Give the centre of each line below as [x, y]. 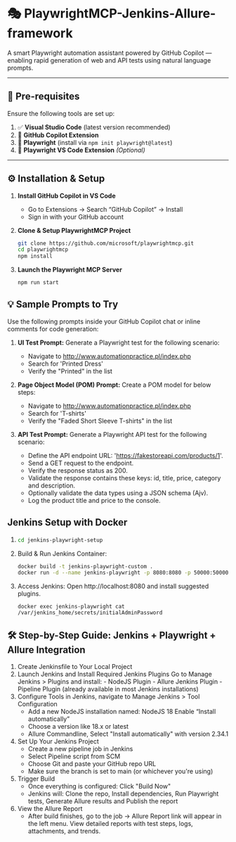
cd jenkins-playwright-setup [60, 540]
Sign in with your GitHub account [76, 217]
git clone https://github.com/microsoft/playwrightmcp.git [106, 243]
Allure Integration [46, 650]
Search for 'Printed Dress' [65, 364]
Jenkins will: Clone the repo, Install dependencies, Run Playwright [123, 794]
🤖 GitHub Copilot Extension [58, 135]
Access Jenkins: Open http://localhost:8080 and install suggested [113, 586]
